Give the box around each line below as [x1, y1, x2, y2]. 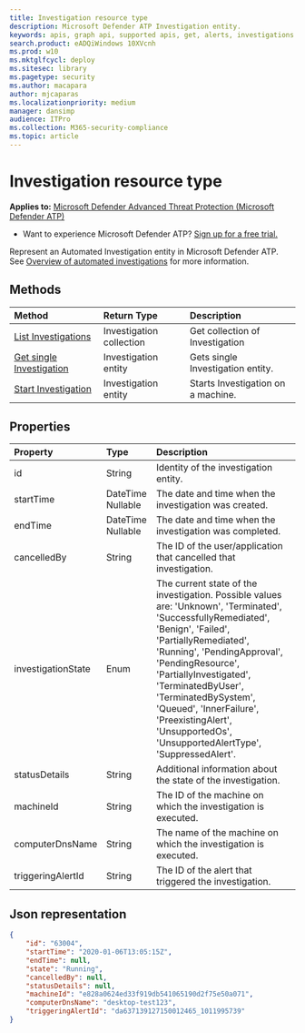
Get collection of [189, 324, 261, 337]
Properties [9, 420, 71, 435]
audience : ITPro [9, 115, 71, 124]
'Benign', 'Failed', [155, 623, 231, 635]
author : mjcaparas [9, 89, 79, 98]
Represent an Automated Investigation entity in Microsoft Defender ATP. [9, 246, 279, 257]
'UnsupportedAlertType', [155, 736, 261, 749]
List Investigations [14, 329, 92, 342]
